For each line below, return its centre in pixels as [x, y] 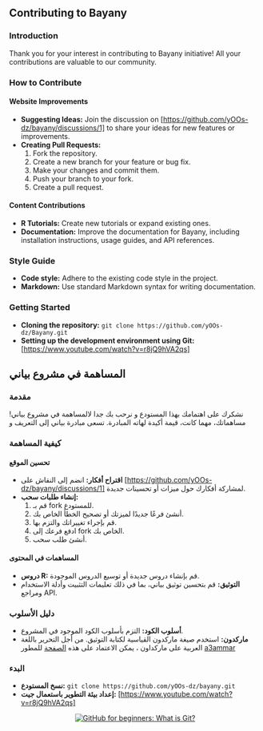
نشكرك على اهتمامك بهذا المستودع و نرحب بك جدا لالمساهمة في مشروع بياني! [126, 414]
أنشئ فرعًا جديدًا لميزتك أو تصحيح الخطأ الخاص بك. [108, 514]
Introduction [34, 36]
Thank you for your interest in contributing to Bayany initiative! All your [125, 53]
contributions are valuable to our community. [83, 62]
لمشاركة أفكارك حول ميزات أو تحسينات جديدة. [176, 489]
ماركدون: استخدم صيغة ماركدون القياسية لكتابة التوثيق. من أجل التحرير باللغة [134, 639]
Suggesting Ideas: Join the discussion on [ [92, 119]
